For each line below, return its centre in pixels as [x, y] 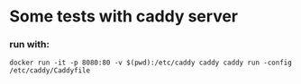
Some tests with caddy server [124, 17]
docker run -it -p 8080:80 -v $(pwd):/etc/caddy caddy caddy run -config [151, 63]
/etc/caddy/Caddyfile [50, 71]
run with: [29, 45]
